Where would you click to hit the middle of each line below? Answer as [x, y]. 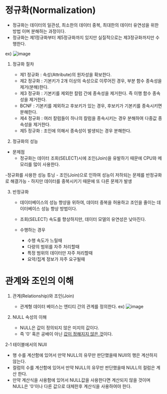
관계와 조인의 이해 [39, 281]
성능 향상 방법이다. [59, 208]
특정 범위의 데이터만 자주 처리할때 [60, 253]
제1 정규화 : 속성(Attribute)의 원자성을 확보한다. [66, 74]
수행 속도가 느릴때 [45, 240]
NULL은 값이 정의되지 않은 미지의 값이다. [60, 328]
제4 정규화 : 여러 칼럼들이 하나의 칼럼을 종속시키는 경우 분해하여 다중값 [88, 118]
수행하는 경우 [33, 229]
